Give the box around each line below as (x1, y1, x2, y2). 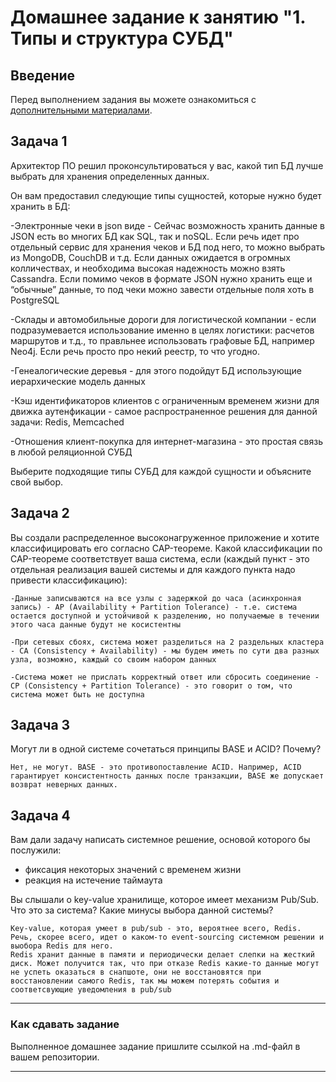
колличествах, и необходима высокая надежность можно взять (10, 262, 286, 274)
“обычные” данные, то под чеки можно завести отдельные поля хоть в (10, 283, 315, 295)
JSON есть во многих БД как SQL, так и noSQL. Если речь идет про (10, 230, 300, 242)
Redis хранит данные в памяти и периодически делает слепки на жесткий (10, 950, 315, 960)
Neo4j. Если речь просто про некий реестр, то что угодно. (10, 345, 260, 357)
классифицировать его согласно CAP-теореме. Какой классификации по (10, 542, 323, 554)
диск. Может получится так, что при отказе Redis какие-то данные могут (10, 959, 320, 969)
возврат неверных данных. (10, 780, 118, 790)
